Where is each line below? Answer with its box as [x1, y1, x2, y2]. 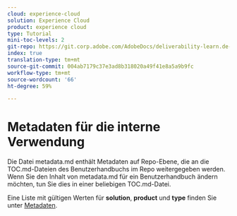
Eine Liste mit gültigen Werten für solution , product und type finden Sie [7, 193, 217, 202]
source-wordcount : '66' [7, 76, 78, 83]
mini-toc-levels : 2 [7, 37, 65, 44]
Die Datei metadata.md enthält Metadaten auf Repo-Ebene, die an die [7, 157, 209, 166]
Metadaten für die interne [7, 119, 161, 135]
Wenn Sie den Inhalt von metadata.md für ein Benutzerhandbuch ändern [7, 172, 219, 181]
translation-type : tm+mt [7, 56, 80, 64]
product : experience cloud [7, 23, 87, 30]
